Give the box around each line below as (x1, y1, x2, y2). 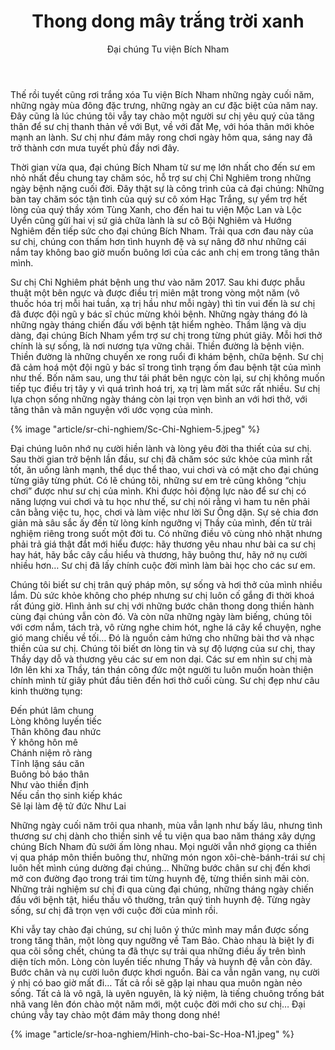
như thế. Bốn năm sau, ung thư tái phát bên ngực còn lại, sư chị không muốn (10, 371, 325, 384)
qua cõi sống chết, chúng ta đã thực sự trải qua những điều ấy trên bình (10, 945, 307, 957)
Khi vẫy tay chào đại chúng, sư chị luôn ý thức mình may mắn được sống (10, 923, 310, 935)
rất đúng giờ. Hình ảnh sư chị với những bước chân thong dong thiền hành (10, 600, 315, 612)
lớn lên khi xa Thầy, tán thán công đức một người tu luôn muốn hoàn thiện (10, 663, 314, 675)
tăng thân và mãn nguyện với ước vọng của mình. (10, 403, 214, 415)
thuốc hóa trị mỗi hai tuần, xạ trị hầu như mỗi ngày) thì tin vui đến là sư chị (10, 297, 316, 309)
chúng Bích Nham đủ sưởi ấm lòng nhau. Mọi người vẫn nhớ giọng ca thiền (10, 840, 317, 852)
